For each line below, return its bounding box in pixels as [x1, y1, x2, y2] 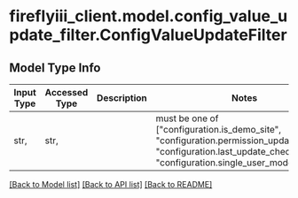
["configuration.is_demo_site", [155, 124, 282, 135]
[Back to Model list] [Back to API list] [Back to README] [9, 179, 213, 189]
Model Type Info [9, 60, 101, 75]
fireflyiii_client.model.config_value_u [9, 6, 288, 27]
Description [96, 92, 148, 103]
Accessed [44, 87, 89, 98]
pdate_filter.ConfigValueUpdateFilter [9, 25, 287, 45]
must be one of [155, 112, 219, 125]
